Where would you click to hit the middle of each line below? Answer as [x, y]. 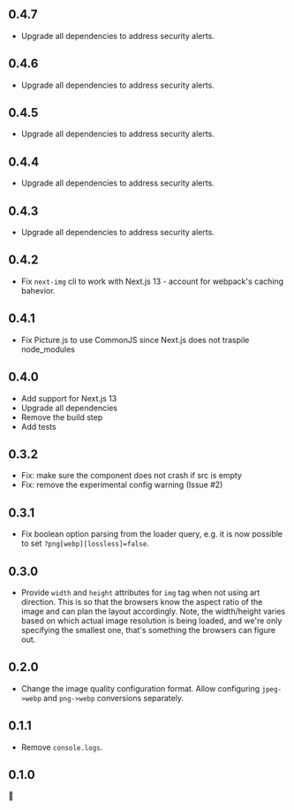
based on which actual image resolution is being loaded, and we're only [151, 620]
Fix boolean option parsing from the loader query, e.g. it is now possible [152, 534]
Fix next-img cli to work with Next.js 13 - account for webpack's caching [152, 281]
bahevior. [38, 290]
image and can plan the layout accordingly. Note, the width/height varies [153, 611]
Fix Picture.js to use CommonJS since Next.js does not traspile [135, 340]
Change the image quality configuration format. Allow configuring [140, 688]
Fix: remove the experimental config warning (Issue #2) [122, 485]
